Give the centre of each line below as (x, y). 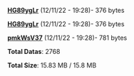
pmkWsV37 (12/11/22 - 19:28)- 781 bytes (67, 38)
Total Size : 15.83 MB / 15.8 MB (52, 65)
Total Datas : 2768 (34, 51)
